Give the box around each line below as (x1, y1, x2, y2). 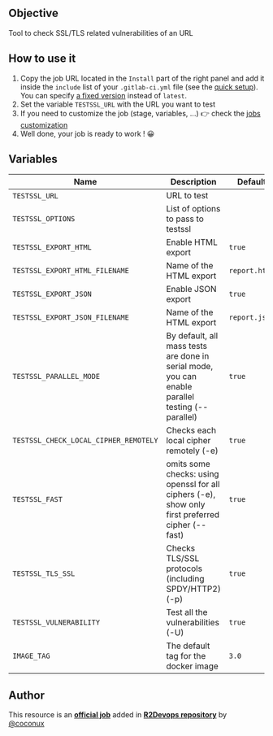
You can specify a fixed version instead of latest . (19, 90, 188, 100)
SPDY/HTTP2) (166, 583, 221, 594)
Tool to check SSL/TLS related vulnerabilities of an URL (8, 28, 193, 37)
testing (166, 402, 193, 413)
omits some (166, 459, 211, 470)
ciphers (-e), (166, 489, 216, 500)
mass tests (166, 341, 208, 352)
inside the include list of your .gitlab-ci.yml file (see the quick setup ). (19, 81, 258, 92)
